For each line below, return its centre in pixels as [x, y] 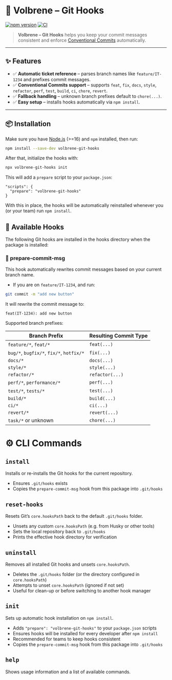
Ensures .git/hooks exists [40, 483]
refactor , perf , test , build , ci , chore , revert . [60, 91]
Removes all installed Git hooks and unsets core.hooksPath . [68, 564]
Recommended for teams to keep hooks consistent [67, 639]
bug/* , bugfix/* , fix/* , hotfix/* [46, 353]
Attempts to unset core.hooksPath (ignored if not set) [68, 585]
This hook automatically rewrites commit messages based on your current [84, 269]
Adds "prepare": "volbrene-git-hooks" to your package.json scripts [85, 628]
